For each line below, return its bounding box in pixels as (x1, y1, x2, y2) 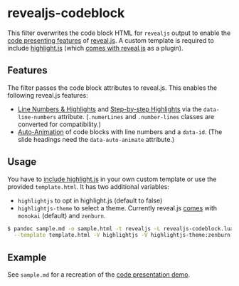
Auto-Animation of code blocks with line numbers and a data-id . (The (17, 127, 223, 136)
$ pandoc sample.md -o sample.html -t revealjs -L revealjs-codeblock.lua (7, 225, 234, 233)
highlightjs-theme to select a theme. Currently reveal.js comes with (17, 203, 218, 212)
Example (7, 251, 47, 263)
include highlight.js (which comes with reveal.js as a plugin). (7, 44, 184, 52)
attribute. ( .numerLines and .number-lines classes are (58, 112, 215, 121)
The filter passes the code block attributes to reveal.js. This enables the (7, 83, 218, 92)
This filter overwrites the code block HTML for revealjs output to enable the (7, 29, 231, 37)
